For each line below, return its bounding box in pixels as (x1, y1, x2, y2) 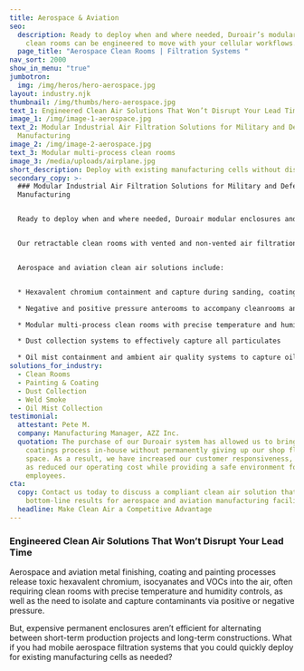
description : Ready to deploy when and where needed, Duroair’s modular (17, 30, 298, 39)
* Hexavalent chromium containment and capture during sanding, (17, 287, 265, 297)
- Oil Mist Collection (17, 404, 103, 413)
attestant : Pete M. (17, 421, 91, 430)
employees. (25, 471, 67, 481)
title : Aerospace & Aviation (9, 13, 119, 23)
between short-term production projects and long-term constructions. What (9, 632, 292, 644)
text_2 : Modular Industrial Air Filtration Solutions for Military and (9, 123, 285, 132)
